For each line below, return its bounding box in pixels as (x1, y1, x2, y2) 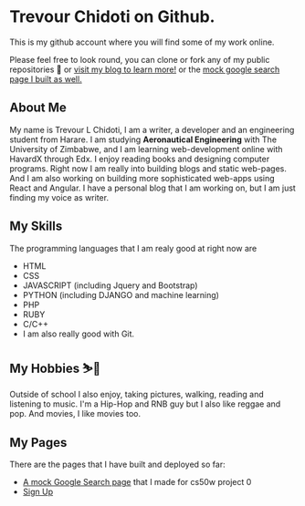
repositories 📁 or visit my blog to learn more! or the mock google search (9, 64, 280, 75)
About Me (9, 100, 67, 116)
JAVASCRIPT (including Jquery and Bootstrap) (22, 280, 198, 291)
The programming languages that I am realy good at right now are (9, 243, 258, 253)
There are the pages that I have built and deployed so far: (9, 459, 226, 470)
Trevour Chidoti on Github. (9, 6, 216, 27)
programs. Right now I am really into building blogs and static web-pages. (9, 162, 288, 174)
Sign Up (22, 486, 53, 498)
